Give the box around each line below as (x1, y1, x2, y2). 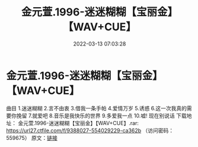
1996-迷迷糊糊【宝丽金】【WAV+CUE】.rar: (34, 119, 139, 126)
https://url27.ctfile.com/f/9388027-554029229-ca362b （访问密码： (6, 127, 174, 134)
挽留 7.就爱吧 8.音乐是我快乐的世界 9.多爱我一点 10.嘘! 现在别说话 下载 (16, 112, 187, 119)
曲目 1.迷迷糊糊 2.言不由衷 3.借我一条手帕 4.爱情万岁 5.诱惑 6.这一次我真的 (6, 104, 187, 111)
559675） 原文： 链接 (6, 134, 58, 141)
